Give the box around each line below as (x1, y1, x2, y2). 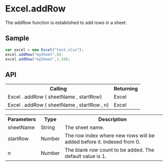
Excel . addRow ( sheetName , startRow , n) (7, 101, 109, 108)
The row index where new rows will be (64, 132, 155, 139)
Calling (49, 85, 67, 92)
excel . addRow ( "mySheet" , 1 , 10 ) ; (5, 56, 70, 61)
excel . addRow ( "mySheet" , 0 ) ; (5, 52, 64, 57)
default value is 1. (64, 153, 106, 160)
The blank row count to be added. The (64, 146, 154, 153)
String (40, 124, 55, 131)
